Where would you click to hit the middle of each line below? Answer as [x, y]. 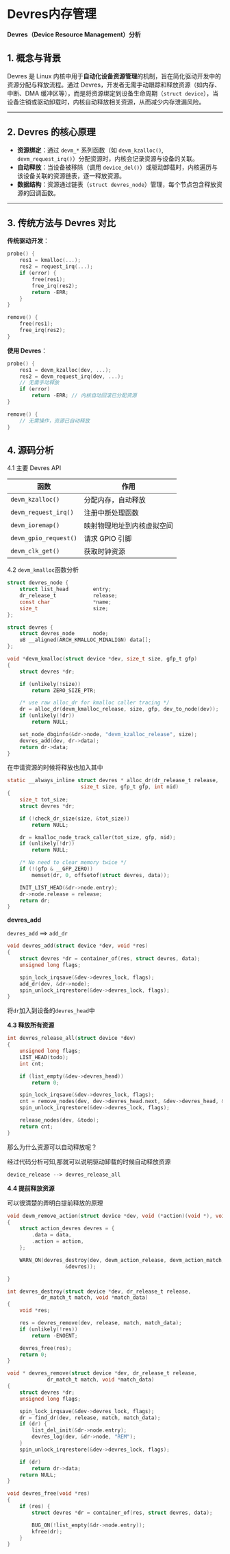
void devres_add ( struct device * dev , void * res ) [78, 946]
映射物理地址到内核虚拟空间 [128, 526]
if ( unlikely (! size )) [50, 684]
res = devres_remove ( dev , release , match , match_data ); [101, 1323]
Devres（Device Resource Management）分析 [74, 34]
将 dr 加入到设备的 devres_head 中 [51, 1010]
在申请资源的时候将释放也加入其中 [55, 768]
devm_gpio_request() [44, 538]
